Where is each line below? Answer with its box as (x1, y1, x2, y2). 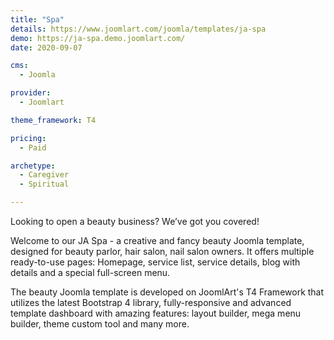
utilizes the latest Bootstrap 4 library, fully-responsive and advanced (10, 297, 292, 308)
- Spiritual (19, 179, 70, 190)
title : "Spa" (10, 14, 65, 25)
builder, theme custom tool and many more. (10, 318, 190, 330)
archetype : (10, 161, 56, 171)
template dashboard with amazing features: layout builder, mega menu (10, 307, 302, 319)
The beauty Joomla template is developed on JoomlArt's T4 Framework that (10, 286, 325, 298)
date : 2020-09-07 (10, 42, 83, 53)
